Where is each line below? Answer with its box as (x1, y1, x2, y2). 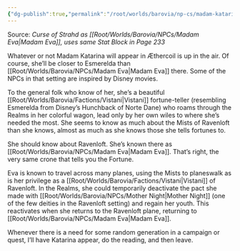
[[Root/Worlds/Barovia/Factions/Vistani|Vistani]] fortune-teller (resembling (7, 96, 226, 104)
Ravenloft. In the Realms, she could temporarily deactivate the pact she (7, 183, 217, 193)
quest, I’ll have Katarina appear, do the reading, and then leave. (7, 235, 194, 244)
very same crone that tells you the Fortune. (7, 155, 134, 163)
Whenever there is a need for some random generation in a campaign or (7, 227, 220, 236)
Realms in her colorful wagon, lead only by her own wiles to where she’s (7, 111, 220, 119)
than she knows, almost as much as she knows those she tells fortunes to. (7, 125, 226, 134)
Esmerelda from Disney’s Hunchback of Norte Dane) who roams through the (7, 103, 232, 111)
